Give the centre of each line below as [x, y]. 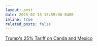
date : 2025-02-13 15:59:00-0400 [39, 15]
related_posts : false [28, 24]
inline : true [19, 19]
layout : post [19, 10]
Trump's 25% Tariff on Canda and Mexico [49, 38]
